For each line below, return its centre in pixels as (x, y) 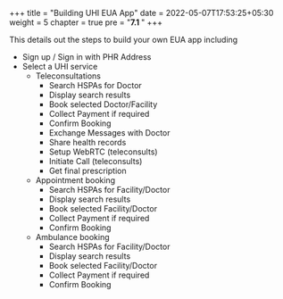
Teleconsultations (68, 76)
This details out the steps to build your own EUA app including (124, 40)
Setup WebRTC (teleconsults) (103, 152)
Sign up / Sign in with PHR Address (87, 57)
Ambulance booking (72, 237)
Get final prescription (87, 170)
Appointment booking (75, 180)
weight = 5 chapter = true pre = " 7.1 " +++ (86, 22)
